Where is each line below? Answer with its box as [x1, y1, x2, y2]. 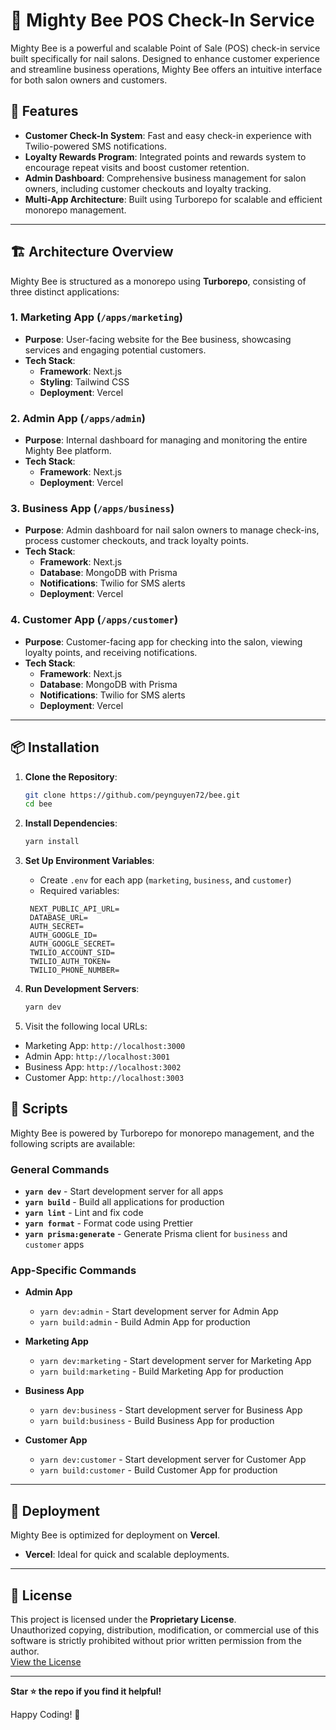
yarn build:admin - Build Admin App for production [39, 1316, 251, 1328]
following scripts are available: [10, 1137, 136, 1149]
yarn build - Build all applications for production [24, 1196, 225, 1208]
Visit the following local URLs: [24, 1020, 148, 1033]
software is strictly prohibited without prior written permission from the [10, 1635, 302, 1647]
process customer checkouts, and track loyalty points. [24, 535, 249, 547]
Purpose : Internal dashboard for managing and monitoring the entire [24, 434, 308, 446]
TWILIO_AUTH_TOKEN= [29, 957, 111, 967]
